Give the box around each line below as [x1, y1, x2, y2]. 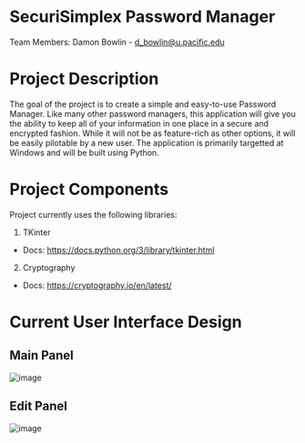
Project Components [9, 180, 169, 200]
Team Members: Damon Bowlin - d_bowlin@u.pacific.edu [9, 36, 225, 47]
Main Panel [9, 348, 75, 364]
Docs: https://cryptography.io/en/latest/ [22, 280, 172, 291]
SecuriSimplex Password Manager [9, 6, 276, 27]
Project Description [9, 68, 159, 89]
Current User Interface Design [9, 312, 243, 332]
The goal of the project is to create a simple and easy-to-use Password [9, 98, 277, 109]
